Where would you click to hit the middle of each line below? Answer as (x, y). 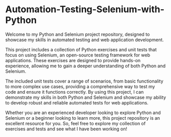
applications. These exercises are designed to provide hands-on (73, 60)
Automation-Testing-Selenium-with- (85, 9)
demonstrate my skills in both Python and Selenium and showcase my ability (86, 97)
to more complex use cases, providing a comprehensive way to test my (80, 86)
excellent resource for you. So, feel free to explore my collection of (76, 123)
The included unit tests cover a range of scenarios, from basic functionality (84, 81)
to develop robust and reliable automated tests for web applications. (77, 102)
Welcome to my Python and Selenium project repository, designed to (78, 34)
